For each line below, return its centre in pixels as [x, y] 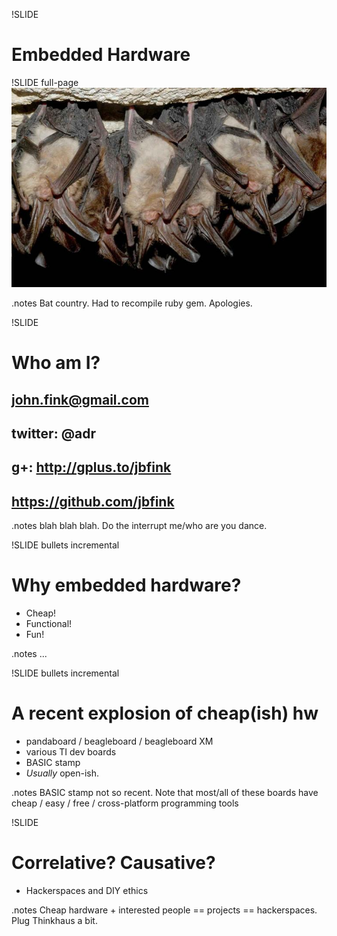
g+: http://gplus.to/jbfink [91, 467]
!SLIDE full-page [45, 82]
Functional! [49, 624]
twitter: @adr [53, 433]
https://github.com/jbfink [93, 501]
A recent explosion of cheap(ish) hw [165, 713]
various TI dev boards [71, 752]
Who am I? [56, 363]
